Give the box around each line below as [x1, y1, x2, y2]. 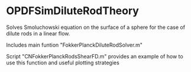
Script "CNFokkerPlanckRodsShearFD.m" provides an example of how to [6, 53, 183, 60]
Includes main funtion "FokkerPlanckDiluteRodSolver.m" [6, 41, 143, 48]
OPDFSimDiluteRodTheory [6, 4, 139, 18]
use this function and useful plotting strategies [6, 59, 119, 66]
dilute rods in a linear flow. [6, 30, 70, 37]
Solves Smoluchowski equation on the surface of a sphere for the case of [6, 24, 185, 31]
